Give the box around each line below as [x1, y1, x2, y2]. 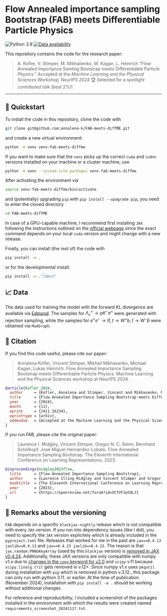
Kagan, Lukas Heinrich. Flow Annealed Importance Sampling [17, 365, 142, 371]
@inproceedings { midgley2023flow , [5, 467, 75, 472]
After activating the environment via [5, 177, 79, 183]
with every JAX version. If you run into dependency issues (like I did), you [5, 527, 154, 533]
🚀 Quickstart [5, 103, 45, 112]
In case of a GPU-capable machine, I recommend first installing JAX [5, 220, 143, 226]
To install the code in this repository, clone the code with [5, 116, 121, 122]
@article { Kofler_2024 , [5, 385, 52, 391]
